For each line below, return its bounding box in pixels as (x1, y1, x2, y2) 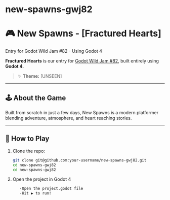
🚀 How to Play (5, 135, 50, 143)
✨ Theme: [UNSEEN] (17, 73, 62, 79)
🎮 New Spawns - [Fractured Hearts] (5, 28, 161, 39)
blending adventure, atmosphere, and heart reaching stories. (5, 115, 132, 121)
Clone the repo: (12, 148, 46, 154)
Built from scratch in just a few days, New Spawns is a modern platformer (5, 109, 158, 115)
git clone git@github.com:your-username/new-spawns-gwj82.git (12, 157, 147, 163)
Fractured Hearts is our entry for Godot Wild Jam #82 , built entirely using (5, 58, 159, 64)
